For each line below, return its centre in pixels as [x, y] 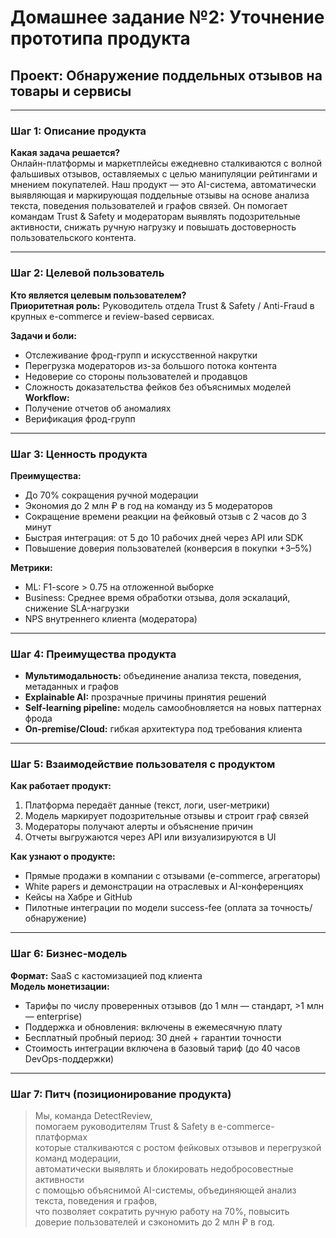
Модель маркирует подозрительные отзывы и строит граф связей [167, 816]
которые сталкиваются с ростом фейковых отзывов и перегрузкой [178, 1148]
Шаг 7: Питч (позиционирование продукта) [121, 1094]
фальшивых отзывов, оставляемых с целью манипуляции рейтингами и [164, 174]
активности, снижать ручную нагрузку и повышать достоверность [153, 227]
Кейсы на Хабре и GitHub [78, 897]
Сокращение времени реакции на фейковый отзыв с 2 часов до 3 [165, 516]
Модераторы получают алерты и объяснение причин [138, 827]
